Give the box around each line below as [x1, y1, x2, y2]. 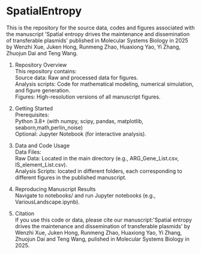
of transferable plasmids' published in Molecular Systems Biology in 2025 [6, 37, 188, 44]
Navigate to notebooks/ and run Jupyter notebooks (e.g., [14, 192, 156, 199]
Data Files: [14, 148, 41, 156]
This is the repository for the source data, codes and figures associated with [6, 24, 195, 31]
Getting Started [14, 104, 53, 112]
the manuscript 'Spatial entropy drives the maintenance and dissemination [6, 30, 190, 37]
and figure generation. [14, 86, 70, 94]
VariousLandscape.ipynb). [14, 198, 80, 205]
